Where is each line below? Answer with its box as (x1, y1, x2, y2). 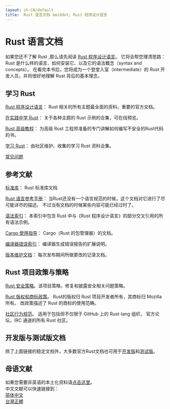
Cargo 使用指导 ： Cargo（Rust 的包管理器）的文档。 (5, 230, 116, 236)
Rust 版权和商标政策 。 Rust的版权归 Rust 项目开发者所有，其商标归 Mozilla (5, 293, 162, 300)
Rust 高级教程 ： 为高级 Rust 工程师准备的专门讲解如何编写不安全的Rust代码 (5, 126, 164, 132)
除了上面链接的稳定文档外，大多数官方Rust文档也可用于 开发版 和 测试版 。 (5, 348, 158, 354)
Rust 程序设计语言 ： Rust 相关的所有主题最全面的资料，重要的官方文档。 (5, 104, 158, 110)
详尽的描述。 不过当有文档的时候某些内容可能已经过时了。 (14, 202, 136, 208)
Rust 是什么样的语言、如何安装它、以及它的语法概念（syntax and (5, 60, 142, 66)
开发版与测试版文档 (5, 333, 66, 343)
